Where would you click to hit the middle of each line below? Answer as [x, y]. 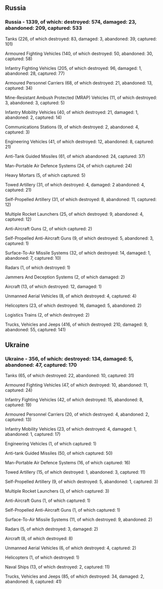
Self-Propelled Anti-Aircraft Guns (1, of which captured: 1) [63, 510]
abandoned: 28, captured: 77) [35, 73]
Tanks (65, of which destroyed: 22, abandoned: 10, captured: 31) [70, 376]
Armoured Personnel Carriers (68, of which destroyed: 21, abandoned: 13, [79, 83]
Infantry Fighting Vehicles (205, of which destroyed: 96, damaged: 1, [73, 68]
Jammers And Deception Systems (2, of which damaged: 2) [65, 277]
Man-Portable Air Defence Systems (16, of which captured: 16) [68, 463]
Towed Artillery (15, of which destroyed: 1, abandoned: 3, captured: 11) [75, 472]
